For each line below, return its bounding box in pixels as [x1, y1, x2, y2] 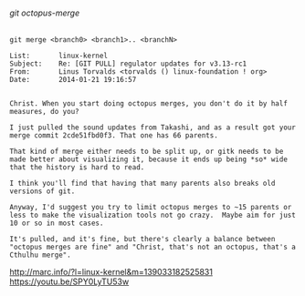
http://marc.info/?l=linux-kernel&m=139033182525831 [9, 267, 213, 278]
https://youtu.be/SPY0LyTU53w [9, 276, 130, 287]
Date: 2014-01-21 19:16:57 [9, 76, 137, 85]
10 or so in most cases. [9, 219, 104, 228]
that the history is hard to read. [9, 163, 145, 172]
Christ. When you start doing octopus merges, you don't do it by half [9, 99, 288, 108]
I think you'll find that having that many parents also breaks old [9, 179, 276, 189]
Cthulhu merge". [9, 250, 71, 260]
